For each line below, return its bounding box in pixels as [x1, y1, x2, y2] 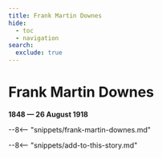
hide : [8, 19, 26, 27]
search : [8, 41, 34, 49]
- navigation [15, 34, 59, 42]
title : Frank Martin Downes [8, 11, 103, 20]
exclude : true [15, 49, 63, 57]
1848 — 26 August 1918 [8, 109, 88, 119]
